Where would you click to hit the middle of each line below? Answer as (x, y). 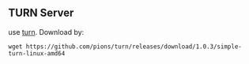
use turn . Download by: (46, 32)
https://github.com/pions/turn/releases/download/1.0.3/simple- (134, 47)
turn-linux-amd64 (37, 53)
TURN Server (41, 13)
